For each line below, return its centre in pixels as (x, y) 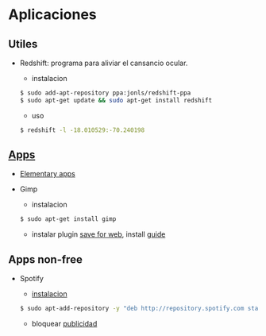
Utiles (23, 44)
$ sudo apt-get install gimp (68, 219)
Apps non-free (46, 259)
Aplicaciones (52, 15)
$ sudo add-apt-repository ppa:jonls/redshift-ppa (105, 93)
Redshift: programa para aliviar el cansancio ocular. (104, 63)
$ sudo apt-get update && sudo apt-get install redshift (116, 100)
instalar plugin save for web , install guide (98, 234)
